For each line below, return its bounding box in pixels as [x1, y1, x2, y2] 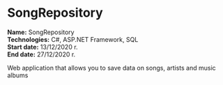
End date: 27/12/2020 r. [7, 50, 76, 59]
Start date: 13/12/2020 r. [7, 42, 78, 51]
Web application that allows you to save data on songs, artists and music [7, 63, 216, 72]
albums [7, 71, 29, 79]
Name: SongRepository [7, 28, 75, 36]
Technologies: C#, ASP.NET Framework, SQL [7, 35, 139, 43]
